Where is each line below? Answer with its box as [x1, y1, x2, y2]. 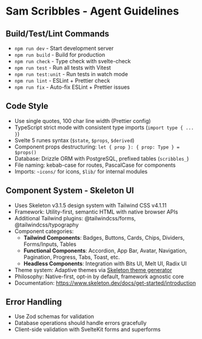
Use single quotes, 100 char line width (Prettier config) [14, 117, 151, 124]
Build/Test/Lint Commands [5, 29, 110, 39]
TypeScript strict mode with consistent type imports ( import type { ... [14, 124, 194, 131]
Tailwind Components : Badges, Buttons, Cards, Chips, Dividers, [23, 234, 185, 241]
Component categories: [14, 227, 74, 235]
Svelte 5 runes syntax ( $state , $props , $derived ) [14, 136, 135, 144]
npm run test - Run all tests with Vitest [14, 64, 112, 71]
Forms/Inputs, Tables [23, 240, 76, 248]
